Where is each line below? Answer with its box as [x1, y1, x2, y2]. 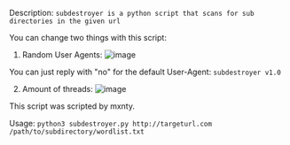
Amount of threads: [21, 84, 93, 94]
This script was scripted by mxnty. [9, 101, 136, 111]
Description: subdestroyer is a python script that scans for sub [9, 8, 255, 18]
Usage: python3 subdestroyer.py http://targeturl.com [9, 118, 213, 128]
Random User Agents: [21, 50, 103, 60]
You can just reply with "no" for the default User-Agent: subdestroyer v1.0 [9, 66, 281, 77]
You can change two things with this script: [9, 33, 167, 42]
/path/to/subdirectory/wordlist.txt [9, 127, 145, 136]
